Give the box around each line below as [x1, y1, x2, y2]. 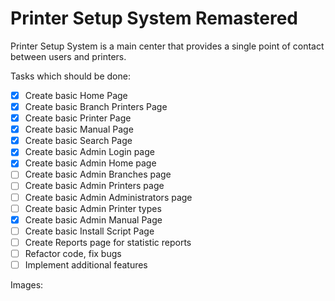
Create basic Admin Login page [24, 146, 155, 158]
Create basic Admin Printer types [24, 202, 162, 214]
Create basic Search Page [24, 135, 133, 147]
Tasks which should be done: [10, 70, 131, 82]
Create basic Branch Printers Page [24, 101, 168, 112]
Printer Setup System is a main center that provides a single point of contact [10, 40, 325, 52]
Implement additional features [24, 258, 148, 271]
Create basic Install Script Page [24, 225, 155, 237]
